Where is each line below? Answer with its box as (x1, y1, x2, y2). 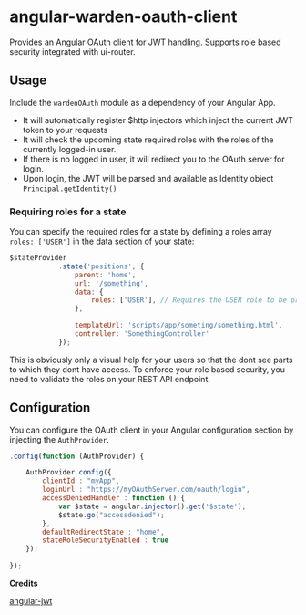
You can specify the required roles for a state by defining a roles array (9, 226, 272, 237)
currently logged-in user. (22, 143, 117, 154)
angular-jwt (9, 595, 53, 606)
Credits (9, 578, 38, 589)
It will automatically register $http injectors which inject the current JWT (22, 114, 294, 125)
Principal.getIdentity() (22, 184, 117, 193)
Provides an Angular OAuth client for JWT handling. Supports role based (9, 36, 281, 47)
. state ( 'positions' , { (57, 262, 145, 271)
